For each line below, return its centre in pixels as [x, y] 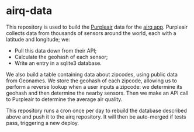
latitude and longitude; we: [38, 39]
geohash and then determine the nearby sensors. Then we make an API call [97, 93]
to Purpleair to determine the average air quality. [64, 99]
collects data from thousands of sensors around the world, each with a [91, 33]
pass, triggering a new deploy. [43, 123]
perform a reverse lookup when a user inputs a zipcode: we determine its [94, 86]
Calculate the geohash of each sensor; [61, 57]
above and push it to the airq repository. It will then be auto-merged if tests [96, 117]
